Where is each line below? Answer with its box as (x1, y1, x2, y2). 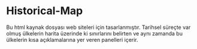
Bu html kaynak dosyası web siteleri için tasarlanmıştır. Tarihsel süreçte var (6, 24, 191, 31)
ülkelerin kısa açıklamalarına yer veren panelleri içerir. (6, 36, 139, 43)
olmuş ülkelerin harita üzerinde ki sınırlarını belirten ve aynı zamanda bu (6, 30, 183, 37)
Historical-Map (6, 4, 83, 18)
